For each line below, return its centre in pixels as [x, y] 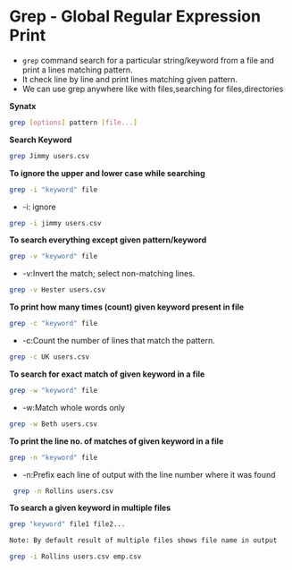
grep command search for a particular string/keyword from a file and [148, 60]
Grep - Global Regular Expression [135, 17]
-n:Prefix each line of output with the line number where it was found [149, 474]
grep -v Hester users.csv [57, 290]
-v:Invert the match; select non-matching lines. [108, 274]
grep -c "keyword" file [54, 324]
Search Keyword [41, 140]
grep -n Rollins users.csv [63, 491]
